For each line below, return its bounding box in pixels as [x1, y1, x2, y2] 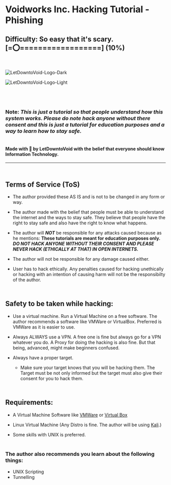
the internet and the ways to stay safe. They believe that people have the [12, 214, 165, 220]
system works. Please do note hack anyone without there [5, 114, 151, 122]
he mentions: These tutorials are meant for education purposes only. [12, 235, 160, 241]
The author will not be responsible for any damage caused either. [12, 256, 150, 262]
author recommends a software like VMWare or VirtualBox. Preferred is [12, 318, 162, 325]
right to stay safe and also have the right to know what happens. [12, 220, 148, 226]
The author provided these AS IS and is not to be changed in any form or [12, 193, 165, 200]
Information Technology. [5, 151, 59, 157]
